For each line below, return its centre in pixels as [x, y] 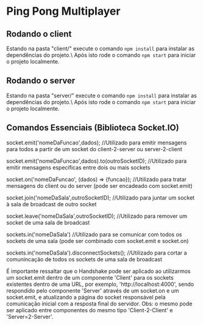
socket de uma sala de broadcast [48, 222]
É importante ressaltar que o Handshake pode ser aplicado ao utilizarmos [98, 271]
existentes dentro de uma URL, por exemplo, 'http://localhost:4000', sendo [100, 284]
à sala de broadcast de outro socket [52, 204]
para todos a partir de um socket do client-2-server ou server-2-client [94, 149]
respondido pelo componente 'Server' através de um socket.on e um [93, 290]
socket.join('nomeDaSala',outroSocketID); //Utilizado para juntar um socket [101, 198]
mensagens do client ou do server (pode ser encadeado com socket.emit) [100, 185]
